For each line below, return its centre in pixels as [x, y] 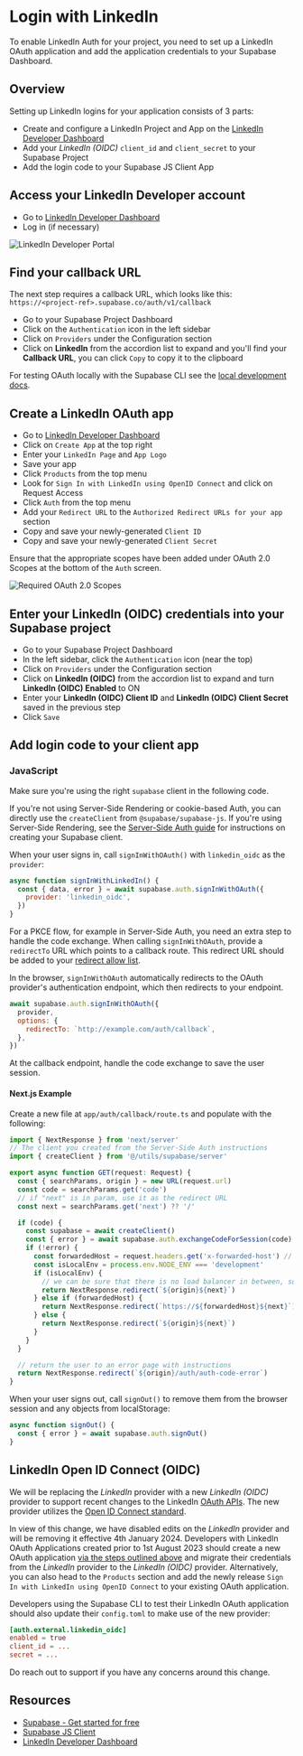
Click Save [41, 717]
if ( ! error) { [52, 1248]
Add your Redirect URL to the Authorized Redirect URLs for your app [152, 512]
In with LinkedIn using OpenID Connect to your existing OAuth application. [149, 1586]
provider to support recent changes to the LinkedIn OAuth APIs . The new [144, 1501]
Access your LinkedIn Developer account [128, 196]
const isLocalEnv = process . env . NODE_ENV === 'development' [148, 1265]
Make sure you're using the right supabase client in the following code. [139, 790]
